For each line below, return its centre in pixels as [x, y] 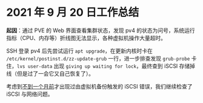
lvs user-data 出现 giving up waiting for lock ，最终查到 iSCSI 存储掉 [106, 66]
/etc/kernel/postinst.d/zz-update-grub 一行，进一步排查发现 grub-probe [98, 58]
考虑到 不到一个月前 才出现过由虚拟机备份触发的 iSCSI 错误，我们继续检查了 [99, 86]
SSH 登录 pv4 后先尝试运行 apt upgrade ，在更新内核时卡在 [80, 51]
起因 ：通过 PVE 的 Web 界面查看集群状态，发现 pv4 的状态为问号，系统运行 [101, 30]
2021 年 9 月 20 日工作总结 [73, 12]
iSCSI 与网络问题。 [30, 94]
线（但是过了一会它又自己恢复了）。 [50, 73]
